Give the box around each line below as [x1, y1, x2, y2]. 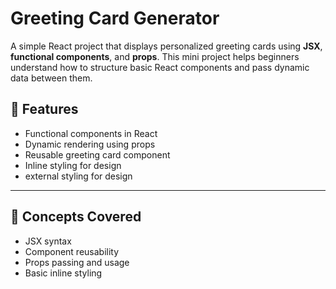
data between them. [10, 72, 93, 84]
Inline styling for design [24, 159, 122, 171]
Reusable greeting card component [24, 148, 171, 161]
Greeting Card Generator [10, 7, 220, 30]
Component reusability [24, 245, 120, 257]
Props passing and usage [24, 256, 130, 268]
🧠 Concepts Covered [10, 208, 142, 226]
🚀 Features [10, 101, 79, 118]
